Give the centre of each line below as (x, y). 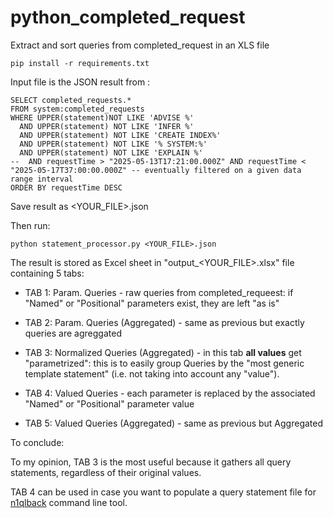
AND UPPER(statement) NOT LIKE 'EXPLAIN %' (111, 152)
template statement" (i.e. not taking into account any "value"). (152, 373)
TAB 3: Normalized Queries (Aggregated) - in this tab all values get (163, 352)
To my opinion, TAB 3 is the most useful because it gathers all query (151, 462)
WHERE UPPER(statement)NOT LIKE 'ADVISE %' (102, 117)
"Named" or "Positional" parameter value (109, 403)
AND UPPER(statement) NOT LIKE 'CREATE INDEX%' (120, 135)
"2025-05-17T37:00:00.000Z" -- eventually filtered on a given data (156, 170)
